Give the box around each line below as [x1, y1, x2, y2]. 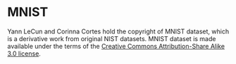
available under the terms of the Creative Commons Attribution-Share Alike [7, 42, 225, 50]
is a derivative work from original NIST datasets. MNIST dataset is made [7, 34, 216, 42]
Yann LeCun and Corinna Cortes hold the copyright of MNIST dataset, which [7, 27, 230, 35]
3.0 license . [7, 49, 41, 58]
